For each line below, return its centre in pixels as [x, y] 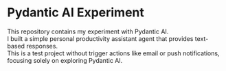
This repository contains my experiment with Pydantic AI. [88, 31]
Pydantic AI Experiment [76, 13]
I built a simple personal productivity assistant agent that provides [100, 38]
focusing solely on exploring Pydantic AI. [65, 60]
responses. [42, 46]
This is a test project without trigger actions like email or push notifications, [113, 53]
